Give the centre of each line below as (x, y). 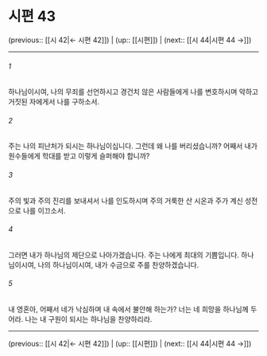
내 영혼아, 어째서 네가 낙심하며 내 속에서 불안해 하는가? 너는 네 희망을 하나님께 (128, 309)
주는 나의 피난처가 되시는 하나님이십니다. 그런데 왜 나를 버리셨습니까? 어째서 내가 (133, 146)
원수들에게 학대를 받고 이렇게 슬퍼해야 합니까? (79, 156)
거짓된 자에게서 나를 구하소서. (54, 102)
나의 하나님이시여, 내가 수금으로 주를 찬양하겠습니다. (118, 264)
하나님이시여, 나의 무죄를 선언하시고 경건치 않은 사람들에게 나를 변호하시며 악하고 (133, 92)
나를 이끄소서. (44, 210)
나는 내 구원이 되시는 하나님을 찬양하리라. (89, 319)
